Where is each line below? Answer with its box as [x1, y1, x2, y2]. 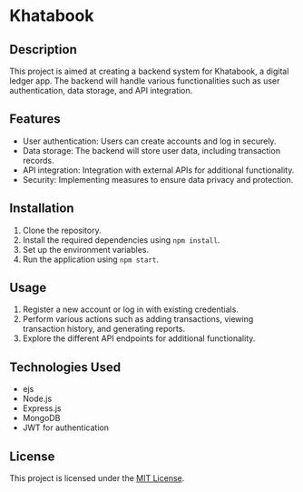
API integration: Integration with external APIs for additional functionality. [22, 165, 295, 176]
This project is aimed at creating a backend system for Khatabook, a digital [9, 65, 289, 76]
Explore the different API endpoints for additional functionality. [22, 333, 256, 344]
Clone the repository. [22, 225, 102, 236]
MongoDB [22, 413, 61, 424]
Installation [9, 201, 74, 216]
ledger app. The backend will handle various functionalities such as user [9, 75, 280, 86]
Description [9, 42, 77, 57]
